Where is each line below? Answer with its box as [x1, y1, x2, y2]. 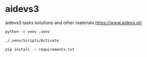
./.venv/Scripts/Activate [5, 38, 59, 43]
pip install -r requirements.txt [5, 47, 75, 52]
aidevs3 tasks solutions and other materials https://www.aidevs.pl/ [5, 20, 142, 26]
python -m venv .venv [5, 29, 50, 34]
